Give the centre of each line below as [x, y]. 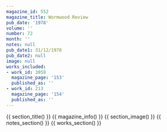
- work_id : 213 [25, 89]
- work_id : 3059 [26, 72]
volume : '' [19, 28]
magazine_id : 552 [27, 12]
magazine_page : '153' [38, 78]
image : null [21, 61]
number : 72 [19, 34]
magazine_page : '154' [38, 94]
